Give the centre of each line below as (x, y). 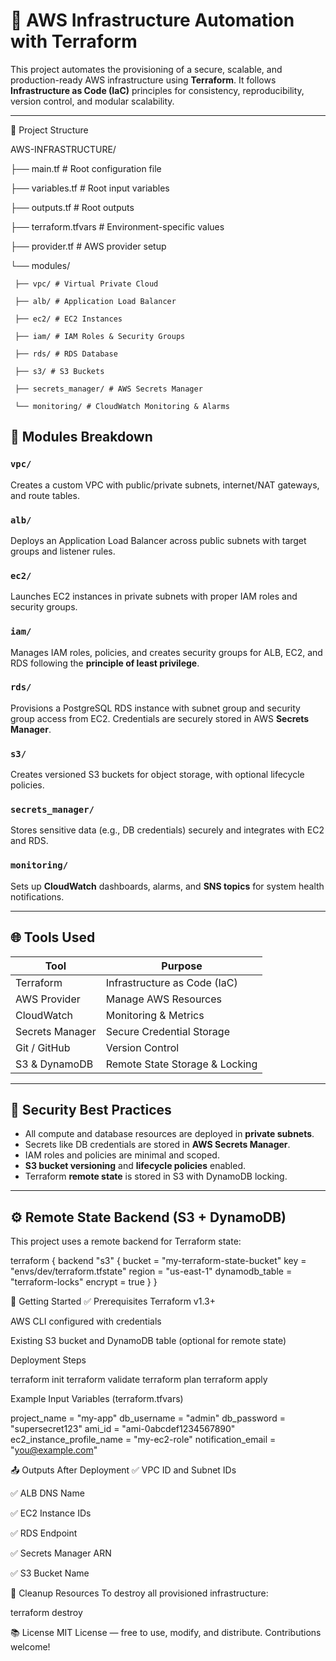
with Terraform (74, 41)
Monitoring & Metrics (155, 1015)
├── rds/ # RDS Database (66, 354)
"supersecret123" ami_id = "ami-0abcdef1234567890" (123, 1429)
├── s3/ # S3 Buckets (59, 371)
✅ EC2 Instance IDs (51, 1513)
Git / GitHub (43, 1047)
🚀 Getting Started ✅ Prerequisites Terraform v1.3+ (113, 1301)
